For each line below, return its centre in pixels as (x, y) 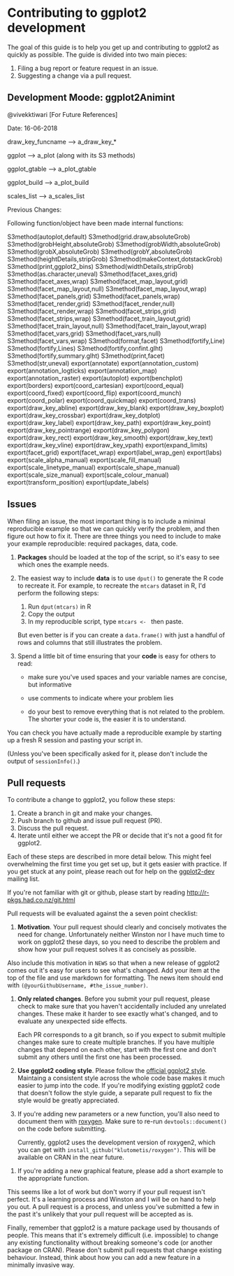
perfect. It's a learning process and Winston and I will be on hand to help (112, 1200)
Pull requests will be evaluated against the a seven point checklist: (102, 914)
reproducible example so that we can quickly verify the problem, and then (114, 528)
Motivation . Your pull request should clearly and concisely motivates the (122, 927)
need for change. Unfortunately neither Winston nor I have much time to (121, 935)
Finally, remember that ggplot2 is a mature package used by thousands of (114, 1228)
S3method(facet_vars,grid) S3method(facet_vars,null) (84, 333)
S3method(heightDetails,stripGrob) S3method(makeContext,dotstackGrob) (115, 259)
